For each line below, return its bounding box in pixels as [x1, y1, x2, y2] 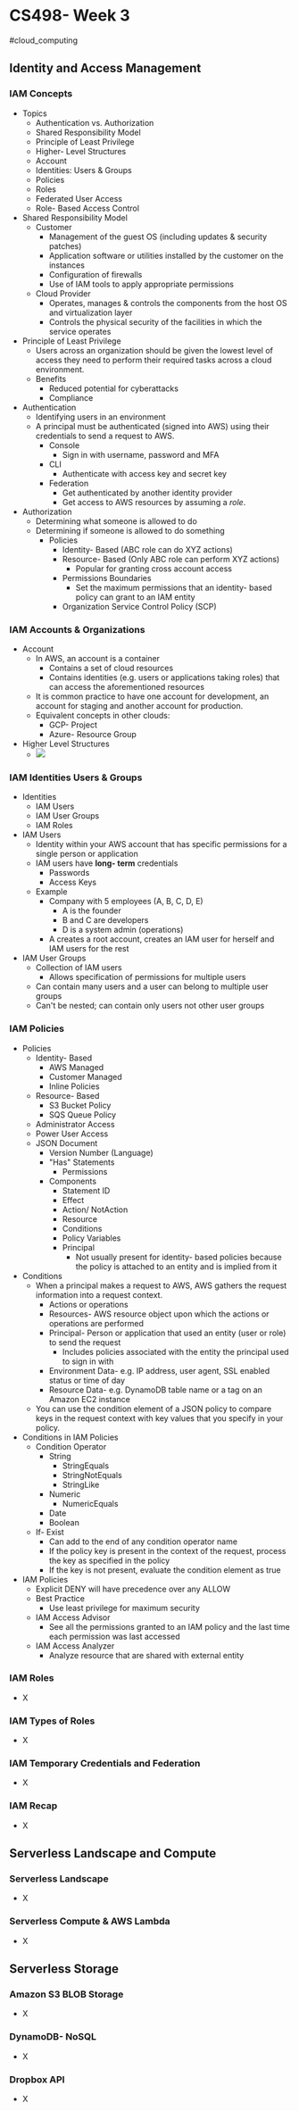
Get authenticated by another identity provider [62, 487, 233, 498]
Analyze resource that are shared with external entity [48, 1650, 245, 1660]
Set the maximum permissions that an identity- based [75, 582, 272, 593]
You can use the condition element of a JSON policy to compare [35, 1403, 272, 1414]
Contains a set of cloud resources [48, 662, 174, 673]
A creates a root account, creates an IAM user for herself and [48, 934, 275, 944]
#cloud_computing [9, 35, 79, 46]
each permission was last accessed [48, 1631, 180, 1641]
